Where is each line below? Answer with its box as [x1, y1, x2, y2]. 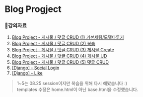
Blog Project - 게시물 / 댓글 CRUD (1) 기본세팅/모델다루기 [11, 34, 124, 40]
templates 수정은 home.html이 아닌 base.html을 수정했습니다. [16, 87, 139, 93]
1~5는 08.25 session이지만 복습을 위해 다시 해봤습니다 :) [16, 81, 128, 87]
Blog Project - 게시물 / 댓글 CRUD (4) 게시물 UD [11, 53, 107, 59]
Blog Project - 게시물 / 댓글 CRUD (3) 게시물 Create [11, 47, 115, 53]
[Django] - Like [11, 70, 43, 76]
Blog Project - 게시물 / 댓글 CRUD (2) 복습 [11, 41, 95, 47]
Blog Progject [4, 3, 62, 15]
